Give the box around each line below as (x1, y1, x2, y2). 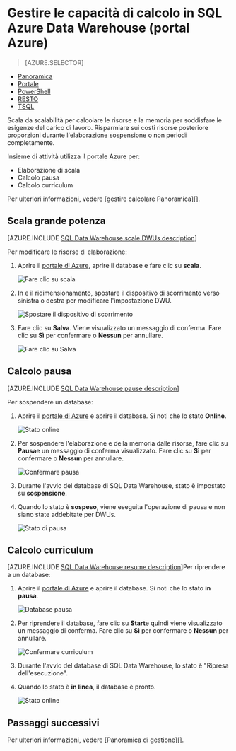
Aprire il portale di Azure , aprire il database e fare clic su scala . (17, 261, 201, 269)
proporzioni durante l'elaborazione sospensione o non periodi (7, 131, 187, 139)
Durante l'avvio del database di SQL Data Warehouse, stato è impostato (17, 481, 226, 489)
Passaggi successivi (7, 716, 100, 729)
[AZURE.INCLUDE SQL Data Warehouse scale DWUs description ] (7, 233, 198, 242)
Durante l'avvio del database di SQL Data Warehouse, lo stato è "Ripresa (17, 661, 229, 670)
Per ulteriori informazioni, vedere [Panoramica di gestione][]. (7, 735, 184, 744)
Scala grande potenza (7, 215, 106, 227)
